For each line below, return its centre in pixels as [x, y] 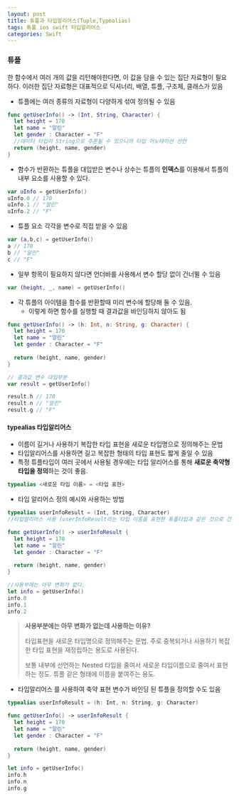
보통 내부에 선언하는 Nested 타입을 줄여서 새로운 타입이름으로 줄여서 [120, 665]
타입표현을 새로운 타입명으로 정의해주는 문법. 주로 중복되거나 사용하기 [121, 641]
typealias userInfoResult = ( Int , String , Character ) [89, 513]
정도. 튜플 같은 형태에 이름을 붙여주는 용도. [97, 674]
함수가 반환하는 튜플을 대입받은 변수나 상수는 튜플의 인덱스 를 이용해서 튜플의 [123, 169]
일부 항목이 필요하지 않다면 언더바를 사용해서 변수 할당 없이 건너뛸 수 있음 [119, 274]
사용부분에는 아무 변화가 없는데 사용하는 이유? [87, 626]
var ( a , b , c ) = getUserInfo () [51, 240]
